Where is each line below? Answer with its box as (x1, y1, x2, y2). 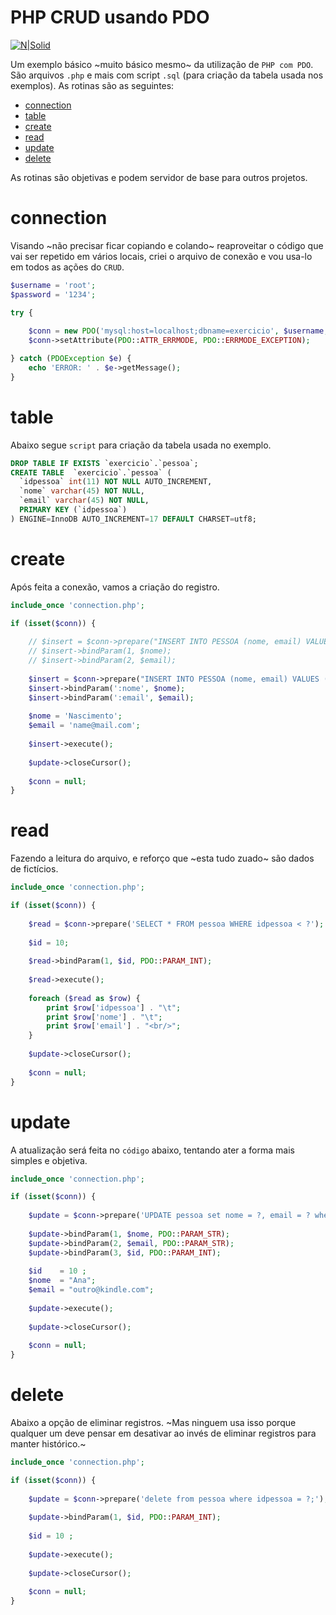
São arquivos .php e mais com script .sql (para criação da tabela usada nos (10, 69, 324, 81)
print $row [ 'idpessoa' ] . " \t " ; (46, 1002, 182, 1013)
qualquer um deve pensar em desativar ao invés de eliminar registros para (10, 1427, 317, 1440)
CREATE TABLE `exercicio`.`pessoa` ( (10, 467, 172, 478)
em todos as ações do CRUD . (10, 261, 125, 273)
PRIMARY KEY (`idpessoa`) (19, 505, 128, 515)
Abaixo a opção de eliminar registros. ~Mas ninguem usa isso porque (10, 1417, 297, 1429)
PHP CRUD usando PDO (10, 6, 210, 29)
